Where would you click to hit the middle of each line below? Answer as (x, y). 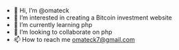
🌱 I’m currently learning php (53, 25)
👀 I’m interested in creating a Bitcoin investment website (93, 18)
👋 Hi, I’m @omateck (41, 10)
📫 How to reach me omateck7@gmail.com (74, 40)
